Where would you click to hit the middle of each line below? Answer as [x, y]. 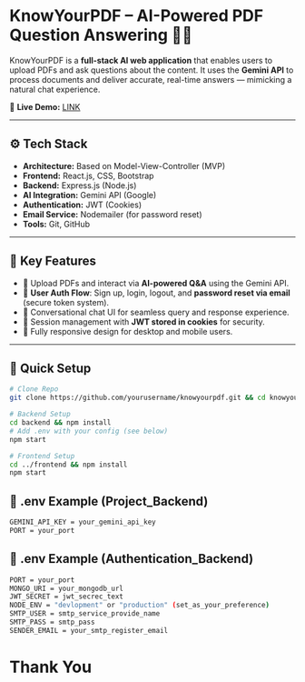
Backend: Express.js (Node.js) [79, 185]
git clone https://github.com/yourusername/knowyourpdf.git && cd [138, 398]
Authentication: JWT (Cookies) [82, 205]
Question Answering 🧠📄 [101, 35]
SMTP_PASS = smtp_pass [52, 622]
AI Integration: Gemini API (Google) [89, 195]
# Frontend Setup [42, 456]
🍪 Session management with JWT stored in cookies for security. [143, 321]
